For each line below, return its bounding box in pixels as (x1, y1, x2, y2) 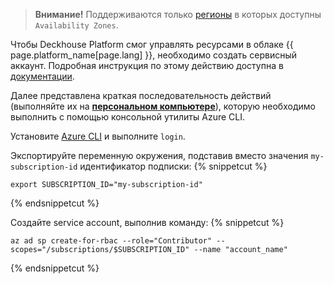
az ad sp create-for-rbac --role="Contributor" (10, 236, 213, 246)
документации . (10, 70, 75, 82)
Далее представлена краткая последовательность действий (10, 90, 272, 101)
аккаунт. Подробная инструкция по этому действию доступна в (10, 60, 284, 71)
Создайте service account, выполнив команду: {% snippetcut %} (10, 217, 285, 228)
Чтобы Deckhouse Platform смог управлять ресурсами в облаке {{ (10, 39, 294, 50)
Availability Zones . (34, 19, 119, 31)
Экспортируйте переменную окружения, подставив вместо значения (10, 150, 309, 161)
